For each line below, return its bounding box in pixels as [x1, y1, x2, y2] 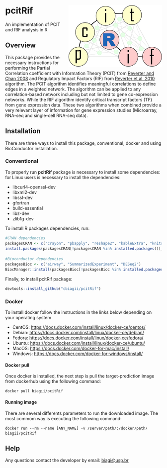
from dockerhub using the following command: [5, 378, 101, 384]
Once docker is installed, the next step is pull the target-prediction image [5, 373, 155, 379]
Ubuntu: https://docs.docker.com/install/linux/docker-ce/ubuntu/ [12, 340, 145, 346]
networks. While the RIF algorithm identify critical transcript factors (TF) [5, 96, 153, 102]
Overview [5, 41, 36, 50]
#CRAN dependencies [5, 235, 46, 241]
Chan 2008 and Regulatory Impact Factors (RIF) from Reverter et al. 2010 [5, 75, 155, 82]
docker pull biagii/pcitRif [5, 388, 64, 394]
